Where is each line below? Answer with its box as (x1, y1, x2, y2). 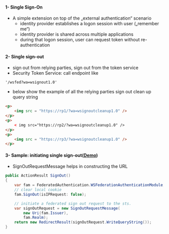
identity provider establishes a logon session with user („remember (20, 21, 159, 27)
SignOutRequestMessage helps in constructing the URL (12, 163, 128, 169)
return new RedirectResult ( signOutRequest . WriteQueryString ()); (14, 220, 152, 225)
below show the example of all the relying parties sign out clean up (12, 89, 151, 95)
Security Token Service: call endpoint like (12, 70, 99, 76)
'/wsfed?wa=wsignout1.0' (5, 80, 57, 85)
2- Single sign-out (5, 53, 44, 60)
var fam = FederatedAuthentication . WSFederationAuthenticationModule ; (14, 183, 165, 188)
